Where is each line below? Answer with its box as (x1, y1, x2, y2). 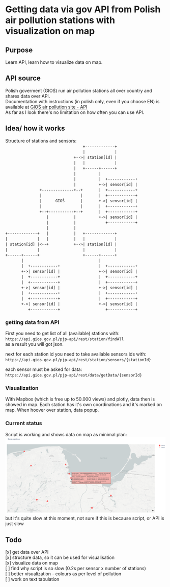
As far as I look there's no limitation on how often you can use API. (5, 109, 145, 115)
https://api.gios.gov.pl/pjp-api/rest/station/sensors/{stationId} (5, 357, 152, 362)
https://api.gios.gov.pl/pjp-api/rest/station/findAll (5, 336, 124, 342)
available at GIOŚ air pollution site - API (5, 104, 88, 110)
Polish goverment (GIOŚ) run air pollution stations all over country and (5, 87, 152, 93)
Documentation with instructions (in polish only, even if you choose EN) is (5, 98, 160, 104)
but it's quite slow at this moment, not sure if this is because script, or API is (5, 515, 164, 522)
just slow (5, 521, 24, 527)
